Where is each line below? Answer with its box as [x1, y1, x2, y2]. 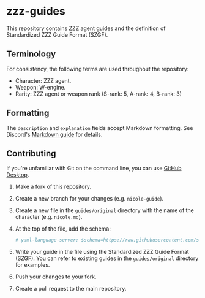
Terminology [6, 49, 56, 59]
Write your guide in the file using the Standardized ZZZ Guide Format [15, 248, 190, 256]
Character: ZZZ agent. [15, 77, 72, 84]
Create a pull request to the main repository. [15, 285, 127, 292]
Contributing [6, 148, 56, 159]
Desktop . [6, 171, 29, 178]
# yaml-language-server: [15, 237, 79, 243]
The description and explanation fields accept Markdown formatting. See [6, 124, 193, 131]
